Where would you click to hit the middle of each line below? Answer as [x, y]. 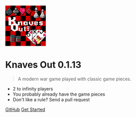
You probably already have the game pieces [59, 94]
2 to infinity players [33, 89]
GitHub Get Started [25, 109]
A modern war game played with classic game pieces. [74, 79]
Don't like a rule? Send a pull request [51, 99]
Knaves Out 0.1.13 [43, 65]
